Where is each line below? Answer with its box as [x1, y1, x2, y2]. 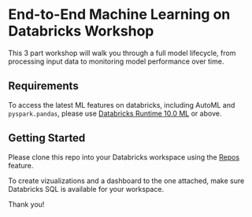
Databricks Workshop [8, 22, 154, 40]
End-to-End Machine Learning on [8, 6, 231, 24]
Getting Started [8, 131, 86, 145]
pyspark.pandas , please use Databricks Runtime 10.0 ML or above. [8, 108, 222, 118]
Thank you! [8, 199, 45, 209]
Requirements [8, 79, 79, 93]
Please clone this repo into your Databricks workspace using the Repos [8, 152, 240, 162]
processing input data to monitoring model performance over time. [8, 57, 224, 66]
